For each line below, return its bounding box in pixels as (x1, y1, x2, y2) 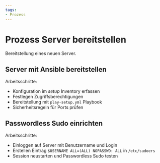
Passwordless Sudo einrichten (5, 119, 103, 128)
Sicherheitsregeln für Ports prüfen (12, 104, 84, 111)
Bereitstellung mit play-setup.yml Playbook (12, 99, 102, 105)
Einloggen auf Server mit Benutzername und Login (12, 142, 117, 148)
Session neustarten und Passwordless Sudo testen (12, 153, 118, 159)
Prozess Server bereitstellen (5, 34, 127, 45)
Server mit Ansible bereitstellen (5, 65, 107, 74)
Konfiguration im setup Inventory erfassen (12, 88, 100, 94)
